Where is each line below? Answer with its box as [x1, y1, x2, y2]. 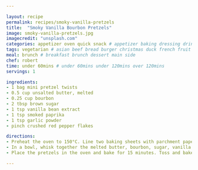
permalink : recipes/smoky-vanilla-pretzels [6, 19, 115, 25]
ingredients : [6, 79, 38, 85]
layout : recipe [6, 14, 44, 19]
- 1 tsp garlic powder [6, 117, 62, 124]
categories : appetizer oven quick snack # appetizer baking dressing [6, 41, 181, 47]
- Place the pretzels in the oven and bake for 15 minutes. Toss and [6, 150, 181, 156]
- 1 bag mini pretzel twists [6, 85, 78, 91]
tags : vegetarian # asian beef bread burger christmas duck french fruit [6, 46, 192, 53]
